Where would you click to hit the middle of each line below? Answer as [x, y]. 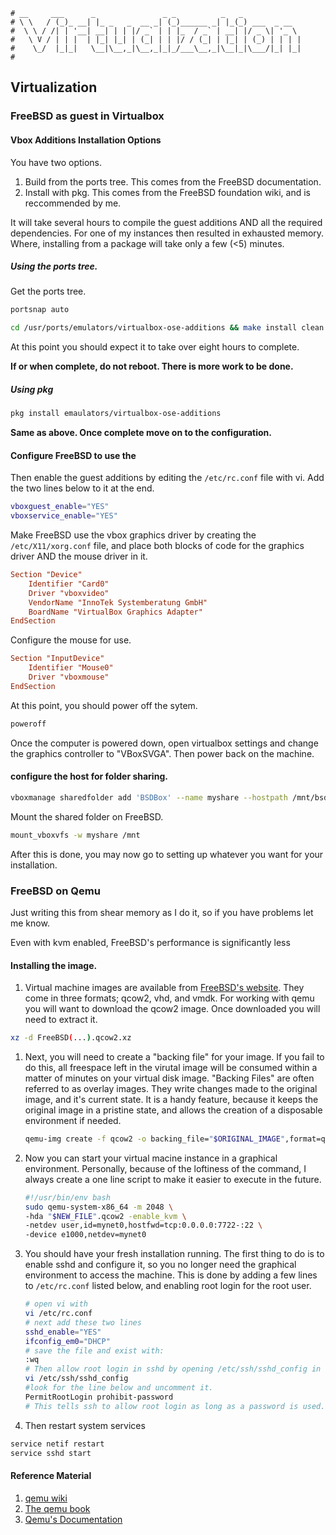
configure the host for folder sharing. [89, 776]
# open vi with [56, 1304]
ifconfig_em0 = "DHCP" [67, 1341]
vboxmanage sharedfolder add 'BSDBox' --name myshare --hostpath [149, 797]
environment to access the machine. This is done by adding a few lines [171, 1275]
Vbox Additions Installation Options [86, 140]
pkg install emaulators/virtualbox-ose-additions [116, 414]
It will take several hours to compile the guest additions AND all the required [166, 222]
